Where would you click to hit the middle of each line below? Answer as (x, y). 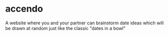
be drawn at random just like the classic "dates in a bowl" (65, 28)
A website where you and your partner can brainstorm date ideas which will (85, 23)
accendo (24, 9)
